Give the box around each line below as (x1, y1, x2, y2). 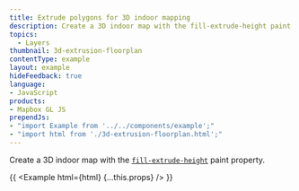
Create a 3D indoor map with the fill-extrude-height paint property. (9, 154, 266, 165)
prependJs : (9, 113, 50, 122)
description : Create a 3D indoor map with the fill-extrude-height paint (9, 22, 292, 30)
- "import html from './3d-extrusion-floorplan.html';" (9, 130, 223, 139)
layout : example (9, 64, 70, 73)
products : (9, 96, 47, 106)
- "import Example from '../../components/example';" (9, 122, 215, 131)
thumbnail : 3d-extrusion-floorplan (9, 47, 143, 56)
